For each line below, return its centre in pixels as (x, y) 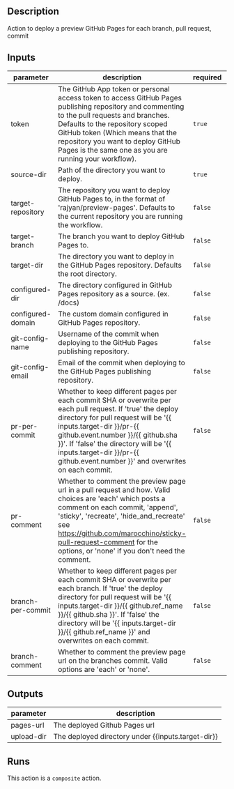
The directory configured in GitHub (115, 285)
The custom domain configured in (113, 314)
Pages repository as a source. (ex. (114, 293)
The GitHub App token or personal (114, 89)
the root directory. (87, 273)
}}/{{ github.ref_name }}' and (104, 631)
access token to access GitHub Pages (120, 98)
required (207, 77)
